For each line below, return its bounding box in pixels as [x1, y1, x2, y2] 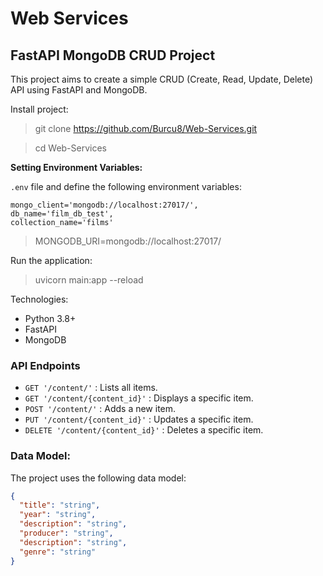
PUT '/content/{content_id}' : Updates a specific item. [24, 413, 254, 426]
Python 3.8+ [24, 313, 77, 324]
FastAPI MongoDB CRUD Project [10, 47, 216, 64]
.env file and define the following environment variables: [10, 181, 242, 192]
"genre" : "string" [19, 547, 97, 557]
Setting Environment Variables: [10, 162, 143, 173]
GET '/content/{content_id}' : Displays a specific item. [24, 392, 254, 404]
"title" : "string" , [19, 500, 101, 511]
